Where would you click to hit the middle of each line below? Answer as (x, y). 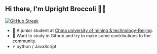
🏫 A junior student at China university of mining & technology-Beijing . (82, 30)
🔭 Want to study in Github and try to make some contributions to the (81, 35)
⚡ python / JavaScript (34, 46)
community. (24, 41)
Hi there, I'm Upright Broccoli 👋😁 (56, 9)
